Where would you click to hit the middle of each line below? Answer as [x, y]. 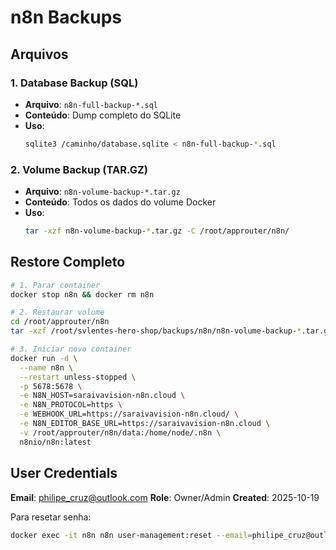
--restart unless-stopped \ [78, 377]
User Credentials [64, 473]
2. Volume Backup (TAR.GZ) [79, 169]
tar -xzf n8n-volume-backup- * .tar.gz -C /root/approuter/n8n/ [157, 231]
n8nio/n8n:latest [55, 442]
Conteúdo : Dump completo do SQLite [103, 115]
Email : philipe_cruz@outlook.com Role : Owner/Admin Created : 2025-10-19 [165, 497]
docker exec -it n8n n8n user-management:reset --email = [131, 535]
